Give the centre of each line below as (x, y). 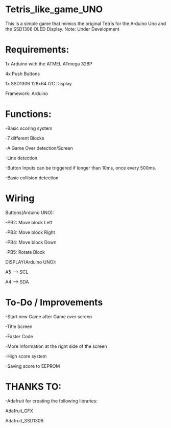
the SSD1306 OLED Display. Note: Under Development (63, 29)
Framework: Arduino (27, 93)
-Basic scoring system (29, 128)
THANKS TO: (33, 386)
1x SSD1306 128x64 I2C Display (39, 83)
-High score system (26, 356)
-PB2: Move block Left (29, 222)
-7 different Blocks (25, 138)
